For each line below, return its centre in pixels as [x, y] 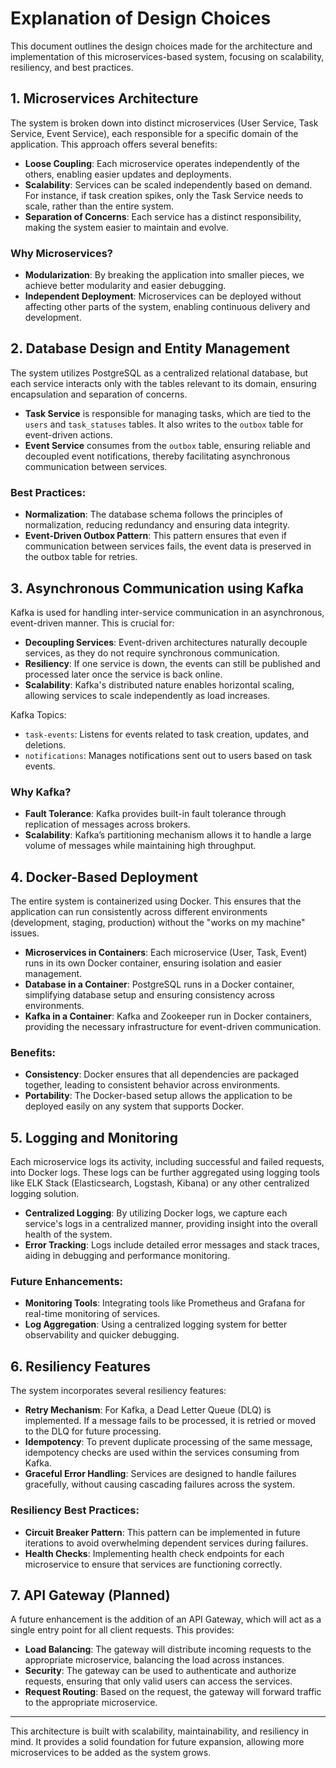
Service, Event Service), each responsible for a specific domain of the [154, 133]
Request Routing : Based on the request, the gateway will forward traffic [173, 1692]
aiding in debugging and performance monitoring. [127, 1256]
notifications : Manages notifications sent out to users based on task [168, 755]
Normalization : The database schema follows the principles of [153, 514]
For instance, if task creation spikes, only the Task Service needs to [164, 195]
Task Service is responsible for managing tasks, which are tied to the [168, 413]
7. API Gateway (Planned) [90, 1595]
